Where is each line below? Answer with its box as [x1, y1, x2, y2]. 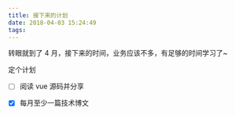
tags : [8, 26, 26, 34]
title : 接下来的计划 [8, 11, 68, 20]
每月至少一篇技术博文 [19, 99, 89, 108]
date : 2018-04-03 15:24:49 [8, 19, 97, 27]
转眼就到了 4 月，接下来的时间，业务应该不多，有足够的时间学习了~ [8, 49, 228, 58]
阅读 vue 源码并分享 [19, 81, 84, 91]
